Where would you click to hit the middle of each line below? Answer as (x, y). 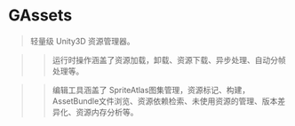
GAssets (40, 16)
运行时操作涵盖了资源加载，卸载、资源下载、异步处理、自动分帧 (169, 59)
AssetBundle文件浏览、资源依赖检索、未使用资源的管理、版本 (165, 101)
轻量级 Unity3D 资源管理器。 (82, 41)
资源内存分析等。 (107, 112)
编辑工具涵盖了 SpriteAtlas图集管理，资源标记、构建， (151, 90)
